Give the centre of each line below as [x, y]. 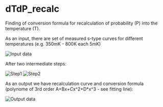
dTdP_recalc [32, 9]
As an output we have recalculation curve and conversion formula [75, 83]
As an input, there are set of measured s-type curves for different [74, 38]
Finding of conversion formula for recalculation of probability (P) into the [81, 23]
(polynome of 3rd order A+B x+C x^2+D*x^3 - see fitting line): [69, 89]
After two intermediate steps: [36, 63]
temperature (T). [23, 28]
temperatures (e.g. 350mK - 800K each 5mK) [53, 44]
